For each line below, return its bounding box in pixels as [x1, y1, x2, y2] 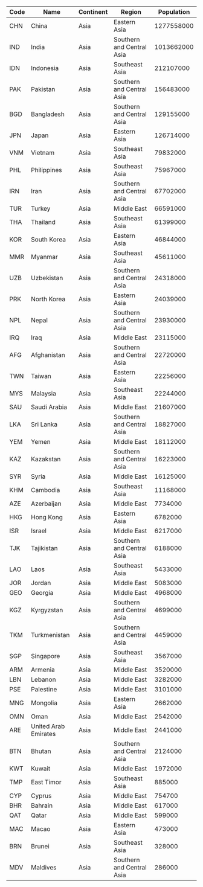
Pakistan [31, 85, 56, 93]
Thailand [31, 218, 56, 226]
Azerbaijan [31, 499, 62, 508]
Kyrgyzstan [31, 606, 63, 614]
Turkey [31, 205, 51, 213]
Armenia [31, 665, 56, 674]
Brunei [31, 842, 50, 850]
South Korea [31, 235, 66, 243]
